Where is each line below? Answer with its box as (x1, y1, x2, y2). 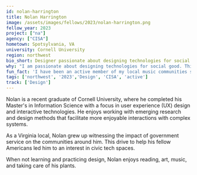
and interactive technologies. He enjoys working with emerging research (6, 108, 182, 115)
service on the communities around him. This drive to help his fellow (6, 139, 171, 145)
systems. (6, 121, 28, 127)
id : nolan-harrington (6, 8, 59, 15)
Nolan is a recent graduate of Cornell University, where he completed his (6, 96, 182, 103)
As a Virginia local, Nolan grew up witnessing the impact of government (6, 132, 179, 139)
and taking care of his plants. (6, 162, 76, 169)
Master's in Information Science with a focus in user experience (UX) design (6, 102, 191, 109)
